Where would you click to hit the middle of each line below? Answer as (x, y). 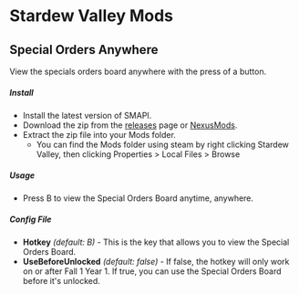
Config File (31, 219)
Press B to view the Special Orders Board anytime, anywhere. (138, 198)
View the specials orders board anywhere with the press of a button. (138, 71)
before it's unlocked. (61, 280)
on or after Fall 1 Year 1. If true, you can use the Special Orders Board (152, 271)
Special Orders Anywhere (84, 50)
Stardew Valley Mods (92, 16)
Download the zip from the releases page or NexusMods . (130, 125)
